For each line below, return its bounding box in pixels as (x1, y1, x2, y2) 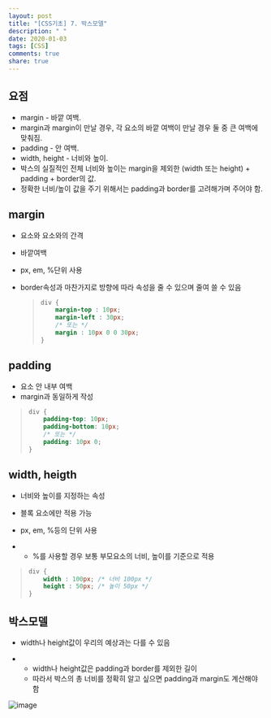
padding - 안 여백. (19, 143, 80, 153)
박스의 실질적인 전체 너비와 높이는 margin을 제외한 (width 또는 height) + (19, 163, 251, 173)
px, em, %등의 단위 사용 (19, 525, 97, 535)
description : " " (8, 27, 67, 35)
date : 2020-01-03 (8, 34, 67, 43)
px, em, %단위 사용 (19, 265, 83, 275)
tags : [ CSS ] (8, 42, 49, 50)
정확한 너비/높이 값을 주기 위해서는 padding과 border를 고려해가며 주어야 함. (19, 184, 264, 194)
